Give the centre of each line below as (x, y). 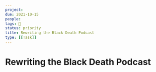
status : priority (23, 28)
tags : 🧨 (13, 24)
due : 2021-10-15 (22, 14)
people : (13, 19)
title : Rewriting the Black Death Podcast (50, 33)
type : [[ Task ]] (21, 38)
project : (14, 10)
